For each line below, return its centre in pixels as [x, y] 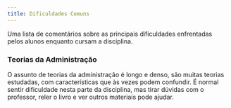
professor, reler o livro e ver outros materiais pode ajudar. [91, 97]
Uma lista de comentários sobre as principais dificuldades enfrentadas [110, 34]
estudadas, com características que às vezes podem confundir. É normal [113, 82]
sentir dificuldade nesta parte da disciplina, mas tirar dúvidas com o [106, 89]
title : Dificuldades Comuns [49, 14]
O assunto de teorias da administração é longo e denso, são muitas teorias [116, 74]
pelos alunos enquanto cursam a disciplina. [70, 41]
